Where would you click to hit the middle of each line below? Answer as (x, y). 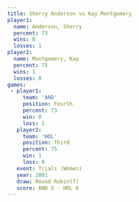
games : (17, 85)
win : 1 (32, 156)
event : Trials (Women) (49, 168)
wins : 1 (25, 71)
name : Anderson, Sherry (48, 26)
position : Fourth (48, 104)
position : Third (46, 143)
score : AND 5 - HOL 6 (48, 188)
